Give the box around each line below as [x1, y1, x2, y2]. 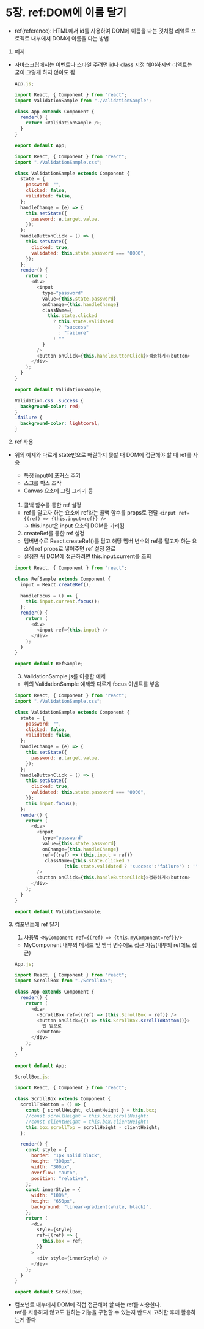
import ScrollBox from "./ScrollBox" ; [14, 978, 114, 984]
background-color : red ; [20, 403, 81, 410]
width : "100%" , [31, 1192, 70, 1199]
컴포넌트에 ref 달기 [14, 921, 60, 928]
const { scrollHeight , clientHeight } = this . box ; [26, 1108, 158, 1114]
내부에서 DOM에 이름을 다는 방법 [31, 34, 109, 42]
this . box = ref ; [42, 1238, 84, 1244]
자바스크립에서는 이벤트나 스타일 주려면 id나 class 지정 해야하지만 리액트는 [14, 61, 192, 68]
